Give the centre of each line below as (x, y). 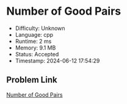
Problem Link (32, 80)
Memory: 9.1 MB (35, 48)
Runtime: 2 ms (33, 41)
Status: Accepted (37, 54)
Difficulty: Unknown (40, 28)
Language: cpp (34, 34)
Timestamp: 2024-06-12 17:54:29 (57, 61)
